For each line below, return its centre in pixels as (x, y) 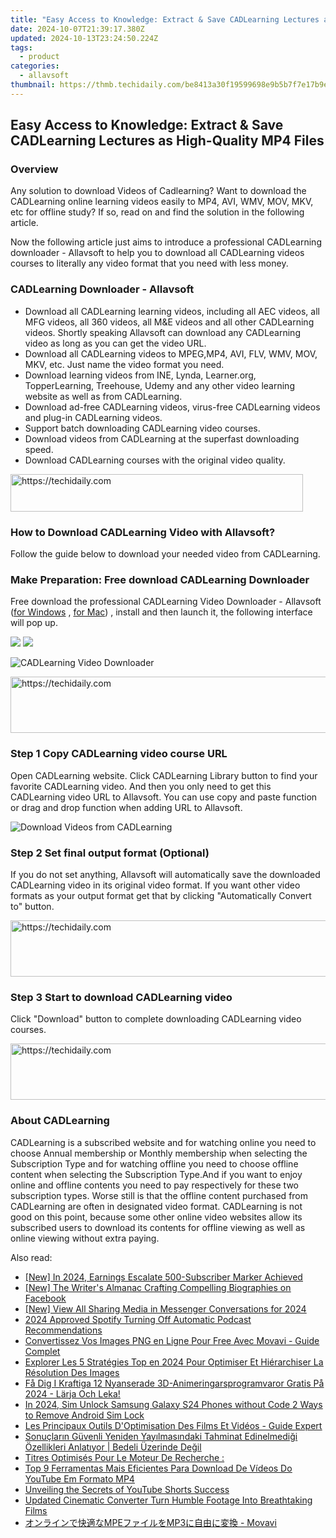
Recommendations (63, 1330)
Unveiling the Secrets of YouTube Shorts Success (127, 1489)
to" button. (32, 906)
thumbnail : (33, 85)
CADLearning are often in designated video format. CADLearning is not (156, 1206)
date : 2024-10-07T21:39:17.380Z (77, 29)
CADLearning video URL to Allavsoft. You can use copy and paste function (164, 797)
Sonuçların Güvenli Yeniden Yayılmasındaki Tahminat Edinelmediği (161, 1436)
